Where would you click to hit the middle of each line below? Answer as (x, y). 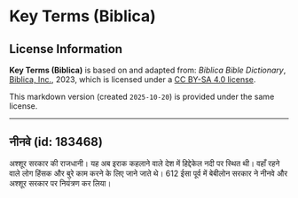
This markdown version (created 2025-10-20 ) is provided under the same (142, 96)
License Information (66, 49)
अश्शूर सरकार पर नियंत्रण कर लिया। (60, 183)
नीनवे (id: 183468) (56, 142)
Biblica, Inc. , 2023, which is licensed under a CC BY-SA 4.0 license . (133, 80)
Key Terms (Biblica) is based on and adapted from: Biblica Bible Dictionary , (148, 70)
